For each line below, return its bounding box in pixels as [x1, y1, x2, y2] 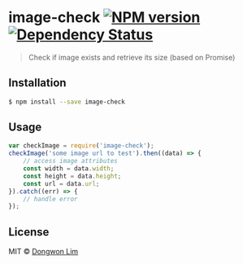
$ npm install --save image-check [8, 98, 126, 106]
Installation [8, 76, 67, 90]
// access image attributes [23, 157, 118, 165]
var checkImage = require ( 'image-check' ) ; [8, 142, 154, 150]
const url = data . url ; [23, 179, 100, 187]
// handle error [23, 195, 79, 203]
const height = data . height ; [23, 172, 122, 180]
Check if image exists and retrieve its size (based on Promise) [28, 52, 236, 62]
